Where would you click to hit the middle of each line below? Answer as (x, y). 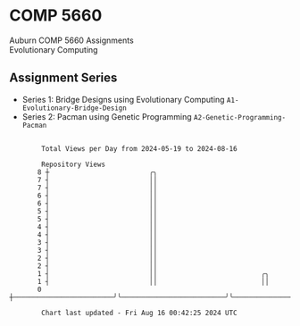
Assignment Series (63, 78)
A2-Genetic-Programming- (240, 117)
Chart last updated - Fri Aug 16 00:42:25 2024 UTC (140, 313)
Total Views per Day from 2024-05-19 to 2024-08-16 (140, 148)
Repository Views (73, 164)
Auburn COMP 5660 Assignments (71, 40)
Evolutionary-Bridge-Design (74, 108)
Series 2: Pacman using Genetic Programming (107, 116)
